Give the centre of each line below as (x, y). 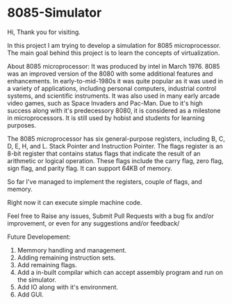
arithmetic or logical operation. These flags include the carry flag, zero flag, (115, 160)
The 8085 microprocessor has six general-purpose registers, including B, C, (116, 138)
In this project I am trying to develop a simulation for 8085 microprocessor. (114, 45)
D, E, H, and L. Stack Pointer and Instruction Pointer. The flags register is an (115, 146)
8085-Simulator (55, 13)
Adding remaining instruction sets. (66, 257)
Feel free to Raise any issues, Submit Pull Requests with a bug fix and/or (110, 216)
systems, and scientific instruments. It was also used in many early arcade (114, 96)
